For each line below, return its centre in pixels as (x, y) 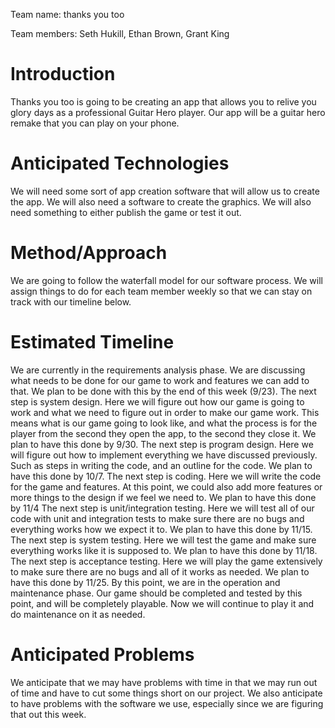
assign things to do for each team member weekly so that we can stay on (161, 291)
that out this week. (48, 714)
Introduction (63, 74)
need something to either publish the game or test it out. (126, 212)
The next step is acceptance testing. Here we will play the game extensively (166, 561)
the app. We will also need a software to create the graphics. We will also (161, 201)
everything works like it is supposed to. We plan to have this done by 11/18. (164, 550)
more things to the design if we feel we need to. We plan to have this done (163, 497)
